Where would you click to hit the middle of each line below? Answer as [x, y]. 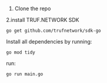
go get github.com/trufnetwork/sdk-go [53, 31]
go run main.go [25, 74]
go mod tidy [21, 52]
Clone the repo [33, 9]
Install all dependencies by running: [49, 41]
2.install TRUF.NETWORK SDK [43, 20]
